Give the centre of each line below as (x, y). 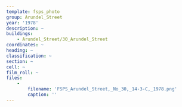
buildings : (20, 34)
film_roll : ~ (22, 73)
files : (14, 78)
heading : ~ (20, 51)
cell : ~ (16, 67)
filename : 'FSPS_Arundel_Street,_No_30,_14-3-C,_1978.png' (103, 89)
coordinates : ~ (25, 45)
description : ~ (25, 28)
